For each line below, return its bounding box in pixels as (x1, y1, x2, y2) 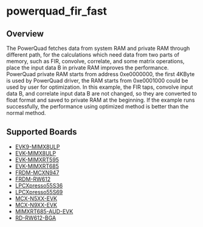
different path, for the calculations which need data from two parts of (6, 51, 179, 58)
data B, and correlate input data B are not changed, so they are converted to (6, 90, 198, 97)
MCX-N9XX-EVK (15, 201, 58, 208)
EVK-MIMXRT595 (15, 156, 60, 163)
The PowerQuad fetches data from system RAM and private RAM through (6, 44, 190, 52)
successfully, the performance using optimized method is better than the (6, 103, 189, 110)
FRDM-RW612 (15, 175, 50, 183)
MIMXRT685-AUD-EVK (15, 208, 74, 215)
